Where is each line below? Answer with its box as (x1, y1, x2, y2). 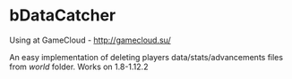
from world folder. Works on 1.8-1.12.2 (9, 61, 149, 72)
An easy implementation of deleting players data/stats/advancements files (9, 51, 284, 62)
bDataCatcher (9, 5, 116, 26)
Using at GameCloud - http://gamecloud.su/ (9, 35, 172, 45)
